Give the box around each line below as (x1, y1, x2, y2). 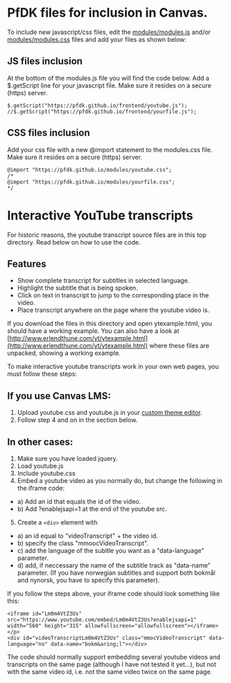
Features (7, 258, 46, 270)
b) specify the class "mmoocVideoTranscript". (17, 538, 149, 547)
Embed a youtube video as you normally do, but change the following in (17, 476, 223, 484)
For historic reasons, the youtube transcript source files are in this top (7, 231, 207, 239)
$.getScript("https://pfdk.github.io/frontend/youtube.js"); (7, 102, 188, 109)
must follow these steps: (7, 370, 78, 378)
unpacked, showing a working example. (7, 349, 121, 357)
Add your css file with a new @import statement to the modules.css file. (7, 145, 213, 154)
